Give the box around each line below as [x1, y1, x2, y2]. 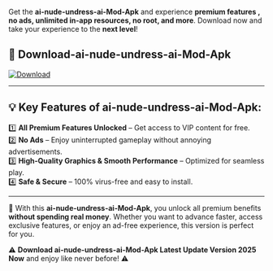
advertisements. [8, 146, 63, 156]
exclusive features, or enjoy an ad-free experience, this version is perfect [8, 220, 254, 230]
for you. [8, 229, 35, 238]
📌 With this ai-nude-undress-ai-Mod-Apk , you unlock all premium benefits [8, 203, 262, 212]
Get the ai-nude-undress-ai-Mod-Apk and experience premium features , [8, 7, 261, 16]
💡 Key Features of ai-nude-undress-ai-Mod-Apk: [8, 101, 262, 115]
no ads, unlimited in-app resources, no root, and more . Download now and [8, 15, 262, 25]
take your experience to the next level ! [8, 24, 138, 33]
